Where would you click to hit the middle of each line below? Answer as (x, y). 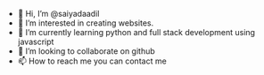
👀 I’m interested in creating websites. (86, 23)
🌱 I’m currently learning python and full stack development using (136, 32)
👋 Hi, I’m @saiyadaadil (58, 14)
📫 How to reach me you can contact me (92, 61)
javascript (36, 41)
